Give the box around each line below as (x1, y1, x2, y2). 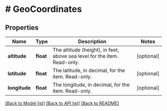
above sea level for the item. (52, 53, 118, 59)
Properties (5, 23, 39, 32)
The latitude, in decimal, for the (52, 67, 125, 74)
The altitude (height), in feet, (52, 46, 119, 53)
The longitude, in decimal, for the (52, 81, 130, 88)
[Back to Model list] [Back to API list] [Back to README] (5, 101, 119, 106)
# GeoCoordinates (5, 3, 82, 15)
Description (78, 38, 107, 45)
